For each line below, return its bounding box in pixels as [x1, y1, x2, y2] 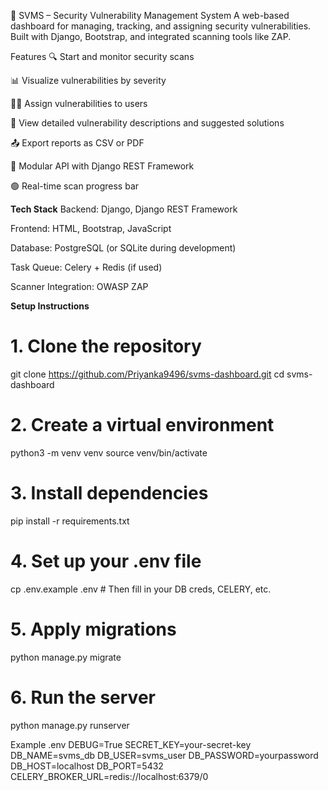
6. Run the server [10, 686, 156, 709]
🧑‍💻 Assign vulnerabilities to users [10, 98, 148, 109]
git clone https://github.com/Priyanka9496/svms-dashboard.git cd [10, 368, 285, 380]
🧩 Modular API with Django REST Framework [10, 160, 195, 172]
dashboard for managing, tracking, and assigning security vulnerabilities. [10, 20, 312, 32]
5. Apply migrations [10, 618, 177, 640]
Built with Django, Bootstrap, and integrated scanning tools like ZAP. [10, 31, 292, 42]
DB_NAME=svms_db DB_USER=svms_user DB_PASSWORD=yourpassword [10, 749, 319, 761]
